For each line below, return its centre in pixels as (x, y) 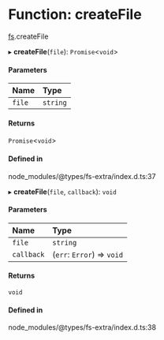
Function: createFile (75, 15)
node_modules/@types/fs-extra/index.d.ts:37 (82, 176)
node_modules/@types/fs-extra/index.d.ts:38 (82, 327)
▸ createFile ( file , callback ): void (62, 192)
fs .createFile (28, 36)
